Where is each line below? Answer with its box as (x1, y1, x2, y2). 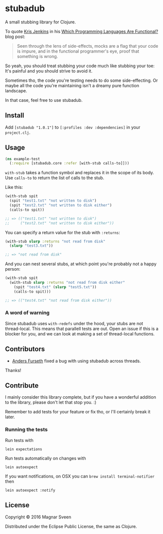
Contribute (5, 382, 39, 390)
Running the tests (5, 426, 48, 433)
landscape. (5, 88, 28, 93)
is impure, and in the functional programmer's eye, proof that (17, 48, 140, 54)
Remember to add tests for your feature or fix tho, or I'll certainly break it (5, 409, 151, 415)
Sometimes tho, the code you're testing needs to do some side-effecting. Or (5, 77, 158, 83)
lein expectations (5, 446, 42, 452)
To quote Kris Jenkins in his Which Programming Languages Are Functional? (5, 28, 158, 34)
